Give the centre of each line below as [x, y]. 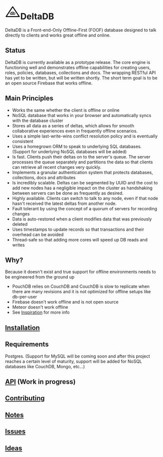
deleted [20, 224]
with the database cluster [38, 120]
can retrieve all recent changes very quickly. [57, 167]
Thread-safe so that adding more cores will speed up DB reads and [80, 239]
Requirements [27, 345]
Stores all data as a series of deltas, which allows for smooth [73, 125]
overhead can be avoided [38, 234]
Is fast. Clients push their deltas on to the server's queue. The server [81, 157]
